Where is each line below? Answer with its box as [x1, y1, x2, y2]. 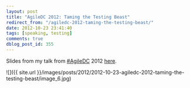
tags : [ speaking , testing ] [6, 31, 72, 36]
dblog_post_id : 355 [6, 42, 54, 48]
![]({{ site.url [6, 69, 36, 76]
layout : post [6, 8, 38, 15]
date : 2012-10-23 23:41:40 [6, 25, 72, 31]
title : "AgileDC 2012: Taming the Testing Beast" [6, 14, 131, 20]
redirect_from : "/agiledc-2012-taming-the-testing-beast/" [6, 19, 154, 25]
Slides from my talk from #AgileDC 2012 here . [6, 57, 117, 65]
